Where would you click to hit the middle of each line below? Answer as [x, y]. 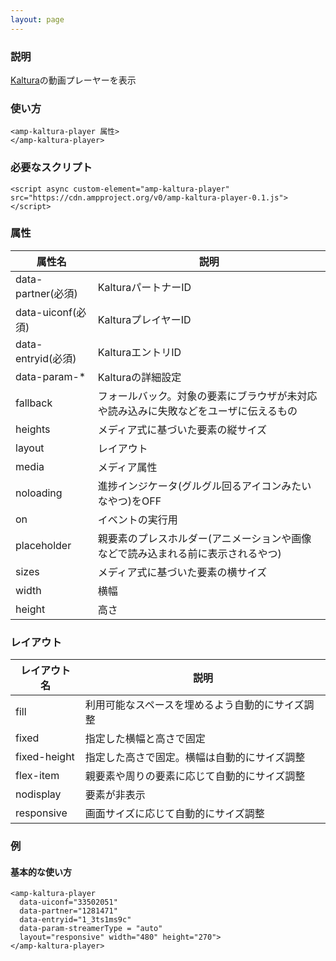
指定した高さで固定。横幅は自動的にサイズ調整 [195, 758]
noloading [39, 493]
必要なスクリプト [51, 168]
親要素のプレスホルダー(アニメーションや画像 [204, 538]
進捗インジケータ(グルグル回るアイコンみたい [204, 486]
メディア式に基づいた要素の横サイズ [182, 572]
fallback [34, 403]
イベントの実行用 [137, 519]
